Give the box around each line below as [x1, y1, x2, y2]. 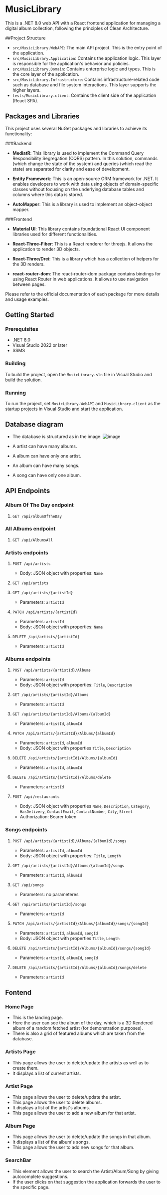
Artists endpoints [5, 549, 48, 556]
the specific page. [12, 1184, 50, 1190]
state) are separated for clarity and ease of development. [12, 166, 130, 172]
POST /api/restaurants [12, 794, 60, 799]
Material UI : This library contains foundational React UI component [12, 226, 150, 232]
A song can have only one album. [12, 472, 81, 478]
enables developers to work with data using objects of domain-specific [12, 181, 159, 187]
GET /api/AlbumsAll [12, 537, 53, 542]
